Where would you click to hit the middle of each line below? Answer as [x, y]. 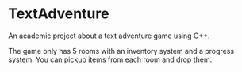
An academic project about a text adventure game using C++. [109, 36]
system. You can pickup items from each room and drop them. [110, 59]
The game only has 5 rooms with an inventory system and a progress [121, 51]
